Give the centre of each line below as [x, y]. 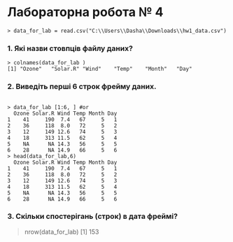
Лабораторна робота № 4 [85, 12]
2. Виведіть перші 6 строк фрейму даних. [82, 87]
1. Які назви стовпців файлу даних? [70, 48]
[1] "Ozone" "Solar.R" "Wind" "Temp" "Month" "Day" [100, 69]
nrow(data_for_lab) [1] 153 [62, 232]
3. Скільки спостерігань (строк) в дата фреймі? [93, 216]
